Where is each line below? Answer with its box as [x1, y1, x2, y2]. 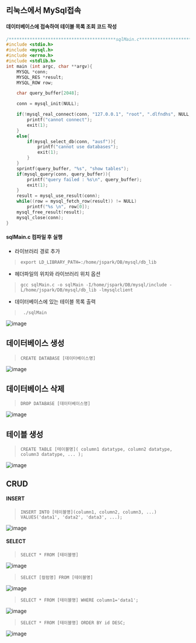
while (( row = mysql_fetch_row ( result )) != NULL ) [16, 198, 137, 205]
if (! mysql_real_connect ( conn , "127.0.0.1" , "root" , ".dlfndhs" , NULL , [16, 112, 192, 117]
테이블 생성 [6, 429, 44, 440]
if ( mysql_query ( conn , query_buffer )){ [16, 171, 111, 177]
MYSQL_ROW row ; [16, 79, 54, 86]
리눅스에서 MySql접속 [6, 5, 82, 16]
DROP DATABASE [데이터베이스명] [20, 401, 90, 407]
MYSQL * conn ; [16, 69, 48, 75]
